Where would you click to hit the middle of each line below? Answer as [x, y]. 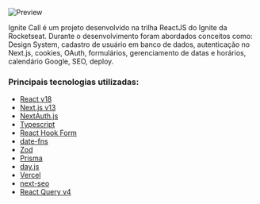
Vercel [30, 175]
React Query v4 [45, 192]
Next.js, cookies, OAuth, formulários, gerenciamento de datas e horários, [127, 53]
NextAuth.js [39, 116]
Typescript [37, 125]
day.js [29, 167]
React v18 [36, 99]
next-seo [34, 183]
